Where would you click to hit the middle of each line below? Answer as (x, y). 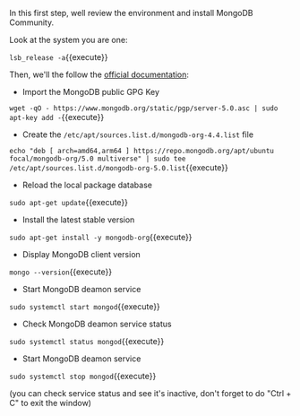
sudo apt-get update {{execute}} (69, 202)
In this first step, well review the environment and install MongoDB (131, 13)
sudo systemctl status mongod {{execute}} (87, 341)
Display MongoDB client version (81, 254)
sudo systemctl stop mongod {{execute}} (83, 376)
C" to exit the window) (51, 403)
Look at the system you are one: (69, 40)
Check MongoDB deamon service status (97, 324)
